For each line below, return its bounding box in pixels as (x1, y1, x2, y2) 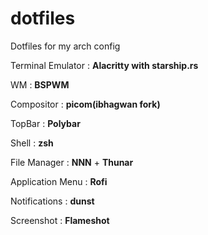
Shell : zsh (10, 137, 54, 149)
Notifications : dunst (10, 195, 95, 207)
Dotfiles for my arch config (10, 40, 121, 52)
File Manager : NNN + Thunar (10, 156, 134, 168)
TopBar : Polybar (10, 117, 81, 129)
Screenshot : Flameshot (10, 214, 110, 226)
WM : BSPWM (10, 78, 70, 91)
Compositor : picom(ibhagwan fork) (10, 98, 161, 110)
